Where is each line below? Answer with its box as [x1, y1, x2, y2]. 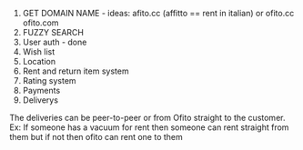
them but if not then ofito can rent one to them [9, 132, 184, 142]
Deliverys [22, 95, 59, 105]
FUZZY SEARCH [22, 27, 85, 37]
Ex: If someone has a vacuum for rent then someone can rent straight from [9, 122, 289, 133]
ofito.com [22, 17, 59, 28]
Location [22, 56, 56, 66]
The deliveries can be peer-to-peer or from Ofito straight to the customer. [9, 113, 286, 123]
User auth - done [22, 36, 87, 47]
